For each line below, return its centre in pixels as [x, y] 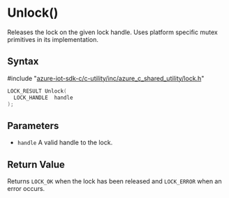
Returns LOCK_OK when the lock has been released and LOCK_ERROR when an [114, 181]
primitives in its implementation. [53, 39]
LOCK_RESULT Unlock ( [37, 91]
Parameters [33, 126]
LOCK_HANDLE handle [43, 98]
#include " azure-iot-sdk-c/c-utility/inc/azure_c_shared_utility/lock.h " [106, 78]
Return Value [36, 164]
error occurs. [26, 189]
